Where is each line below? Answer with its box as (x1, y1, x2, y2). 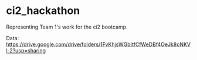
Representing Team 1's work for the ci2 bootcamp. (6, 23, 128, 30)
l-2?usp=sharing (6, 47, 46, 54)
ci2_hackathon (6, 4, 80, 17)
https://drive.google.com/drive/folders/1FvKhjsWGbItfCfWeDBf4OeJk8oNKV (6, 41, 191, 48)
